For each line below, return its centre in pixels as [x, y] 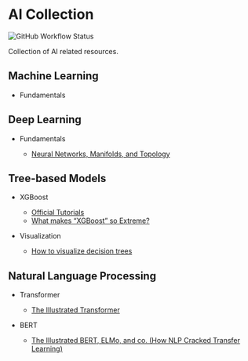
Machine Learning [54, 76]
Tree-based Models [57, 178]
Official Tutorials [58, 213]
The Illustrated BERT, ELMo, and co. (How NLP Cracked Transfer [136, 341]
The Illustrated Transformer [75, 310]
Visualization [40, 236]
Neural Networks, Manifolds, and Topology [100, 154]
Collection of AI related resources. [64, 51]
